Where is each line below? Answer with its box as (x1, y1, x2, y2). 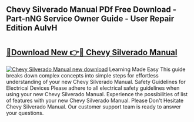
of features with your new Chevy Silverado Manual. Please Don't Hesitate (6, 97, 184, 104)
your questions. (6, 110, 44, 116)
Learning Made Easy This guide (109, 66, 186, 73)
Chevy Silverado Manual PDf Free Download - (6, 5, 177, 15)
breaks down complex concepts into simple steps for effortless (6, 72, 159, 79)
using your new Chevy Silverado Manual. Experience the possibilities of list (6, 91, 188, 97)
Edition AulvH (6, 23, 58, 33)
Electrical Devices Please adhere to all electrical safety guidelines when (6, 84, 180, 91)
